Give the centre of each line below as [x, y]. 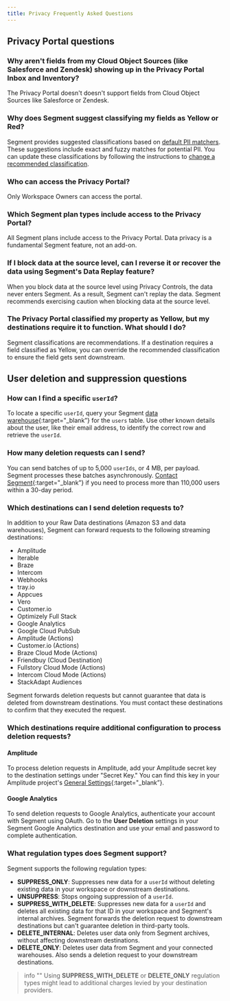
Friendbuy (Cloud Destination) [60, 660]
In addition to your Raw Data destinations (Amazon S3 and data [97, 522]
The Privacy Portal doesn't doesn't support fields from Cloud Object [104, 93]
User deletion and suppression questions [97, 379]
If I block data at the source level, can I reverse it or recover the [114, 263]
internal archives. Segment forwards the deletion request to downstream [120, 918]
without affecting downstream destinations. [78, 940]
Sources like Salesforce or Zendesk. [58, 100]
